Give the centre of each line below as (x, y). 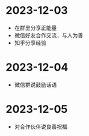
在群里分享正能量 (35, 28)
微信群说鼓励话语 (35, 84)
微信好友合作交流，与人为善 (49, 35)
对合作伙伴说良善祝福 (41, 126)
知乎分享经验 (30, 43)
